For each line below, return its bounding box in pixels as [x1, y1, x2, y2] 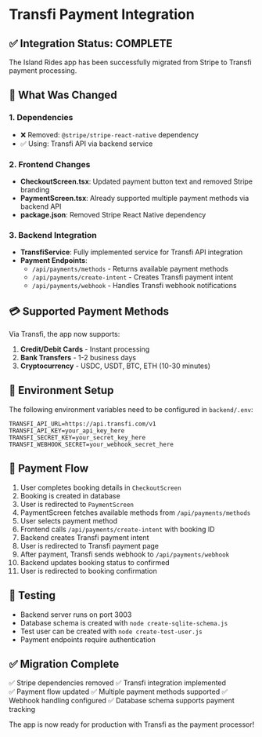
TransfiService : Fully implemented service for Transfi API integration [20, 247, 243, 257]
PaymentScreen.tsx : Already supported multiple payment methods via [20, 193, 249, 202]
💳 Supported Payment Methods [9, 305, 170, 318]
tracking [9, 705, 36, 714]
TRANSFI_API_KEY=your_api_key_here [9, 426, 125, 435]
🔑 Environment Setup [9, 384, 114, 397]
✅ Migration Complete [9, 657, 120, 670]
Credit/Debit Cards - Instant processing [20, 345, 150, 354]
